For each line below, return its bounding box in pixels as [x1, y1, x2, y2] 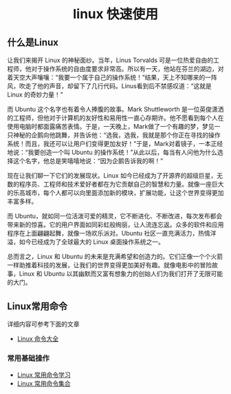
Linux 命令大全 [16, 335, 59, 343]
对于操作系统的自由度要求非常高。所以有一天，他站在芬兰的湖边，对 [30, 65, 224, 73]
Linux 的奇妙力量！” [7, 90, 63, 99]
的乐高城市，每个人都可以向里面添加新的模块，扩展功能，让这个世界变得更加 [7, 189, 224, 197]
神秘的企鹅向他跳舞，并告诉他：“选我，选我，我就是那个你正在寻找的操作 [12, 131, 221, 139]
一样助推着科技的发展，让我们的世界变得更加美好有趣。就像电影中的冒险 [7, 261, 212, 269]
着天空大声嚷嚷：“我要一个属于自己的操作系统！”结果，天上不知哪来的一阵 [7, 73, 218, 82]
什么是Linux [7, 37, 58, 48]
